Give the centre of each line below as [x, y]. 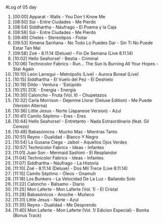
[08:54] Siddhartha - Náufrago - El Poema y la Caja [65, 27]
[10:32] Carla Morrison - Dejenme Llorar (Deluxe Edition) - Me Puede [82, 100]
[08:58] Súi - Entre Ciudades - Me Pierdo [54, 32]
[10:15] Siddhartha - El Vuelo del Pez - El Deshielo [63, 79]
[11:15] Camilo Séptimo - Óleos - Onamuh [54, 174]
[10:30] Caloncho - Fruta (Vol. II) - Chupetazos [60, 95]
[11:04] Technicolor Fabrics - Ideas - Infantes [58, 158]
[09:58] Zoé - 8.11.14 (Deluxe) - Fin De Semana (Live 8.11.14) [73, 53]
